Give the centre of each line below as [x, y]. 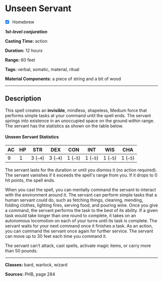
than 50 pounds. [21, 251]
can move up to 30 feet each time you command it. [56, 236]
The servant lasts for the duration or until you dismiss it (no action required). [81, 170]
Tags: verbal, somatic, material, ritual [42, 69]
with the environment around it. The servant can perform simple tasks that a [81, 195]
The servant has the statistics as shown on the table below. [64, 126]
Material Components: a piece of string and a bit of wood [63, 79]
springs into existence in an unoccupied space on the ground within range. [80, 121]
